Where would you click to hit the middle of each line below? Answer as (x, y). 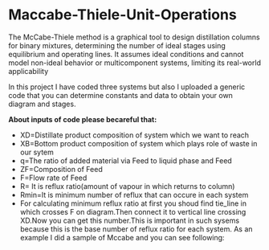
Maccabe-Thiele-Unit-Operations (122, 15)
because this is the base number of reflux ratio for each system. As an (136, 229)
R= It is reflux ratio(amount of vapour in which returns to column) (127, 186)
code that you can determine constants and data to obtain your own (120, 95)
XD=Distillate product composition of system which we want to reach (134, 135)
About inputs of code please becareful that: (83, 119)
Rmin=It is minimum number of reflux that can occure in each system (134, 195)
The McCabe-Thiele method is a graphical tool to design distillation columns (134, 37)
